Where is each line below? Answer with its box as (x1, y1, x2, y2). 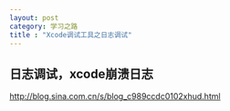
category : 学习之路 (9, 22, 78, 31)
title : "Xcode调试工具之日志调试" (9, 30, 132, 39)
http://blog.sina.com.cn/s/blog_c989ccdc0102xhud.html (9, 91, 221, 102)
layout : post (9, 13, 59, 23)
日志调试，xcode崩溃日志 (9, 66, 153, 82)
